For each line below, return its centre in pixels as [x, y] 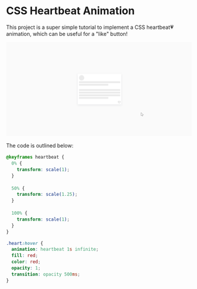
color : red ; [26, 262]
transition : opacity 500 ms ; [46, 274]
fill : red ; [25, 256]
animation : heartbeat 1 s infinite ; [55, 249]
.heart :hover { [25, 243]
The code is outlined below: [40, 146]
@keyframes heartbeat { [35, 157]
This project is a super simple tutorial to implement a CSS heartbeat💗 [90, 27]
